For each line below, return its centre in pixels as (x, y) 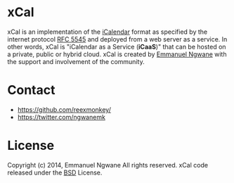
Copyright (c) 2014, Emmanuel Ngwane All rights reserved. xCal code (108, 165)
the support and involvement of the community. (76, 61)
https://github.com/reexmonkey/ (64, 109)
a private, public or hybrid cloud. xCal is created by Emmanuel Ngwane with (117, 54)
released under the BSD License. (55, 172)
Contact (31, 90)
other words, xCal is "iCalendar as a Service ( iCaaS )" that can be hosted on (117, 46)
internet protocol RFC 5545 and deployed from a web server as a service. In (117, 39)
